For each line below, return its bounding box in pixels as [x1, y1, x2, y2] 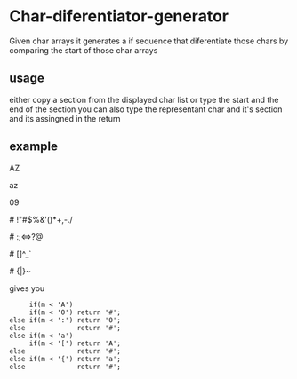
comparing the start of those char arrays [9, 44, 158, 55]
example [9, 139, 59, 154]
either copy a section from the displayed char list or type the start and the [9, 94, 279, 105]
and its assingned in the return [9, 113, 122, 123]
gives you [9, 282, 45, 294]
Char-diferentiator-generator [9, 6, 229, 27]
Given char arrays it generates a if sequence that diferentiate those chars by [9, 36, 289, 46]
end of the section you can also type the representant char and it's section [9, 104, 283, 114]
